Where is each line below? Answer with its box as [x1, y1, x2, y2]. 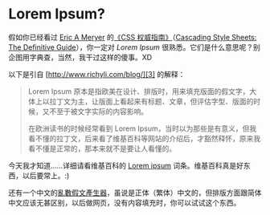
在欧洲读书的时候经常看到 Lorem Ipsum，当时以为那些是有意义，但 [27, 124, 250, 133]
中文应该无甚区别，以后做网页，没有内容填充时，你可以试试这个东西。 [8, 197, 241, 207]
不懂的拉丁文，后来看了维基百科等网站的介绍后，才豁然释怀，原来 [35, 133, 254, 143]
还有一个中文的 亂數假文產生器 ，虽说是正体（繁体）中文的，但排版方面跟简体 [8, 188, 262, 197]
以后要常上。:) [22, 170, 70, 181]
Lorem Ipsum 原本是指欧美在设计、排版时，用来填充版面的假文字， [27, 86, 250, 96]
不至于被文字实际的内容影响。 [49, 106, 149, 116]
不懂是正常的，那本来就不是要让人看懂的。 [35, 144, 177, 153]
